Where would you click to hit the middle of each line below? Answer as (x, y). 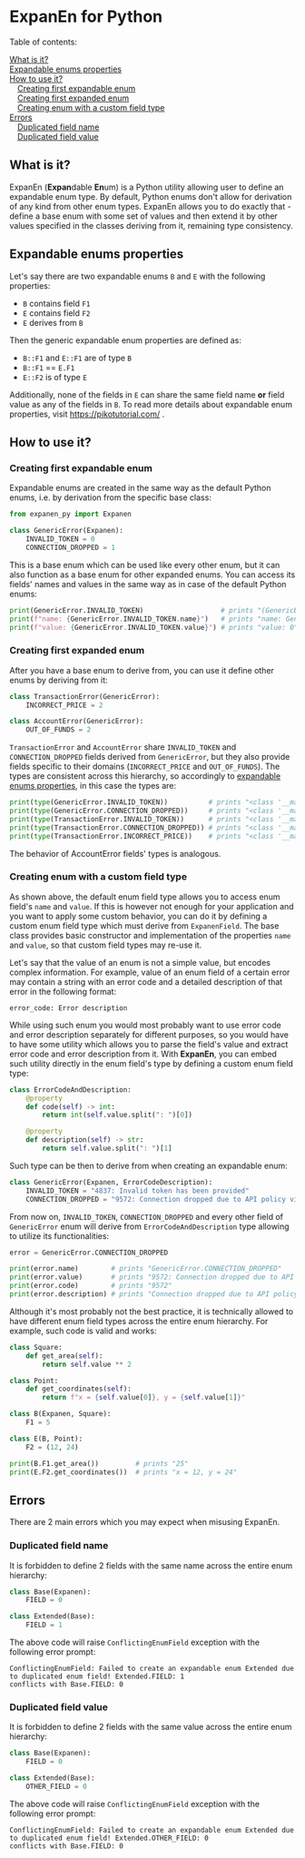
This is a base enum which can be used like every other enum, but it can (145, 565)
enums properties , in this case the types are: (93, 786)
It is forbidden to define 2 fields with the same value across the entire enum (151, 1727)
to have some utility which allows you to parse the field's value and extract (149, 1044)
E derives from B (53, 322)
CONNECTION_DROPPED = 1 (71, 547)
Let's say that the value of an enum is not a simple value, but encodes (140, 962)
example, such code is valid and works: (83, 1331)
